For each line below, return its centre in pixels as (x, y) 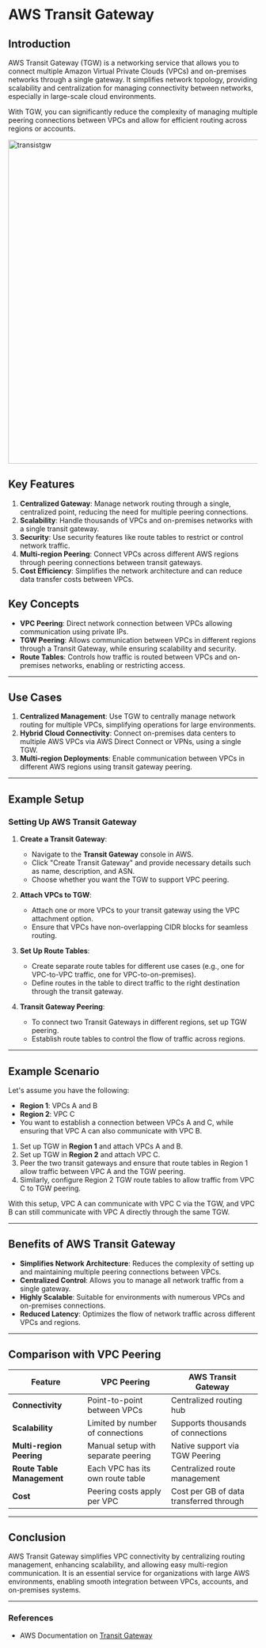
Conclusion (37, 1537)
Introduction (40, 44)
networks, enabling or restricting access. (119, 665)
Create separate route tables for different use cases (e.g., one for (138, 966)
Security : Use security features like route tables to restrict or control (131, 537)
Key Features (42, 484)
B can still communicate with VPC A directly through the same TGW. (119, 1212)
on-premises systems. (45, 1590)
